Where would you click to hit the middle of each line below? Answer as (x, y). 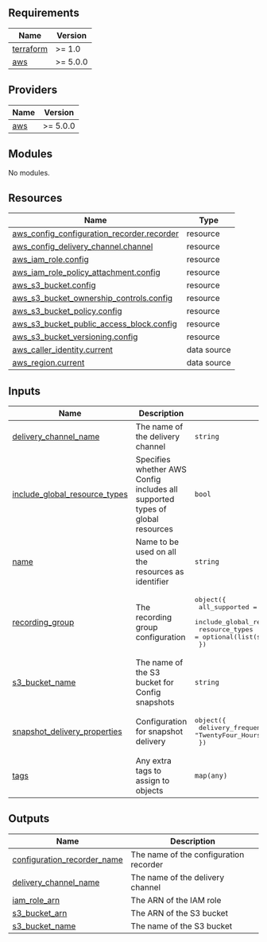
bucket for (155, 682)
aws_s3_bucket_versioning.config (75, 337)
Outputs (29, 818)
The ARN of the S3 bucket (180, 913)
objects (149, 791)
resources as (160, 572)
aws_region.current (48, 363)
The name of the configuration (188, 855)
